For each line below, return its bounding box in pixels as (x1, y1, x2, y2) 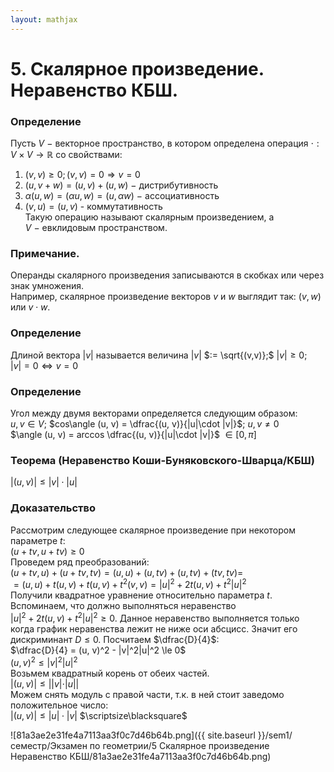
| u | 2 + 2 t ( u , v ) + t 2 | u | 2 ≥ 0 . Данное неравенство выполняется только (10, 611, 300, 624)
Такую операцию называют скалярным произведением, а (24, 211, 275, 223)
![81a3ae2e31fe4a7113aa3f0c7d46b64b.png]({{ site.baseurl (10, 729, 256, 741)
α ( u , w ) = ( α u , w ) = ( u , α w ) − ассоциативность (24, 190, 220, 202)
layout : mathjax (10, 14, 78, 25)
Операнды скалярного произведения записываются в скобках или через (10, 269, 325, 281)
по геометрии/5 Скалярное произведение (89, 739, 270, 751)
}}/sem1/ (257, 729, 293, 741)
